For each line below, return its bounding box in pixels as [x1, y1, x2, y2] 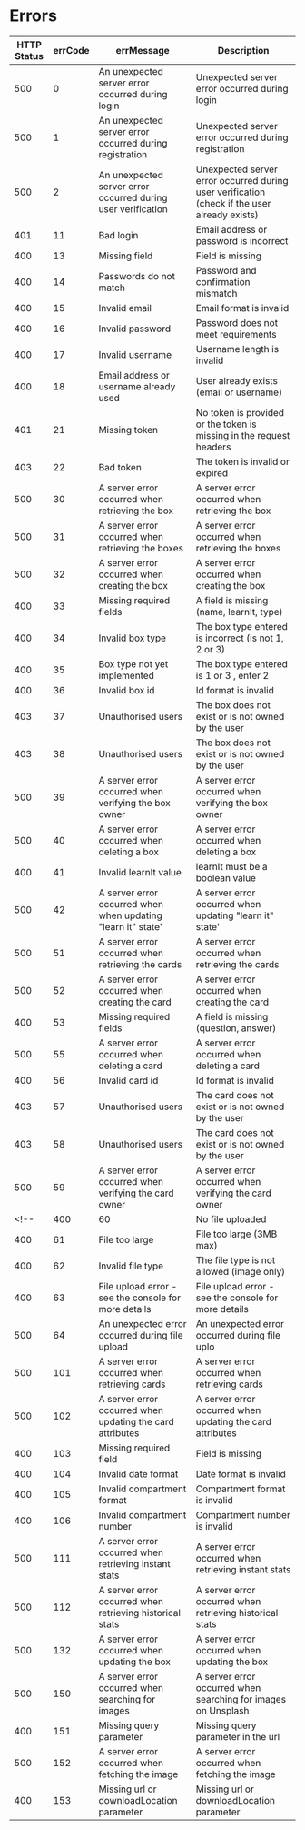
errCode [53, 44, 90, 56]
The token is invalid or [195, 455, 290, 468]
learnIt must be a [195, 860, 268, 873]
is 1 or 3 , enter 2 [195, 669, 270, 682]
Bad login [98, 228, 139, 241]
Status [15, 49, 44, 62]
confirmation [195, 275, 251, 288]
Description [217, 44, 270, 56]
